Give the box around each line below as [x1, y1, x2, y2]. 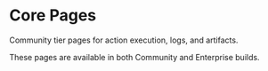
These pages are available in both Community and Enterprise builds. [9, 51, 260, 62]
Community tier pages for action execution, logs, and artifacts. [9, 35, 239, 45]
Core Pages [9, 5, 97, 26]
